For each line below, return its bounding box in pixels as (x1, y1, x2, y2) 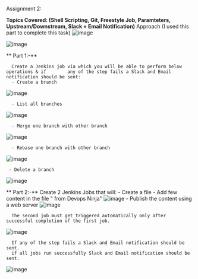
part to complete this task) (6, 29, 71, 36)
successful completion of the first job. (6, 218, 111, 224)
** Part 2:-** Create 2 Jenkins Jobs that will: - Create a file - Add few (6, 189, 177, 195)
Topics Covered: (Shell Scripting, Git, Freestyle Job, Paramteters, (6, 17, 171, 23)
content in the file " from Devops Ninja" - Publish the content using (6, 195, 192, 202)
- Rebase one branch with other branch (11, 145, 111, 151)
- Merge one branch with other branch (11, 123, 108, 129)
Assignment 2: (6, 5, 42, 12)
